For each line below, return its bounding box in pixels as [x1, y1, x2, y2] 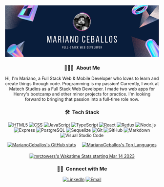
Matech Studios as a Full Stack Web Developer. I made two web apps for [9, 86, 155, 92]
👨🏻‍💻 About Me [64, 64, 100, 71]
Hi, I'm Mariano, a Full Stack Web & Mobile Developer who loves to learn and [5, 75, 159, 81]
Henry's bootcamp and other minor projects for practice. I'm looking [13, 91, 151, 97]
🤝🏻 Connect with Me [57, 165, 107, 172]
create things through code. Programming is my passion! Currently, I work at [5, 81, 159, 87]
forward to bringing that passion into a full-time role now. [24, 96, 140, 102]
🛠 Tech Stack [64, 109, 100, 116]
